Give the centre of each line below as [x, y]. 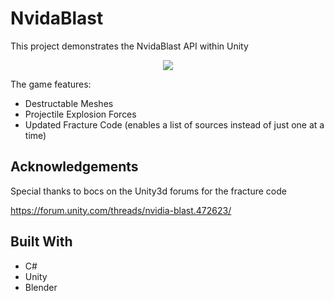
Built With [41, 242]
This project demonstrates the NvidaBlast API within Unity [129, 46]
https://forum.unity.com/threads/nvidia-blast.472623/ [121, 210]
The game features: [51, 84]
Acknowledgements [74, 167]
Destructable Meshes [69, 103]
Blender [41, 287]
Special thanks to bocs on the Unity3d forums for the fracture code [148, 191]
